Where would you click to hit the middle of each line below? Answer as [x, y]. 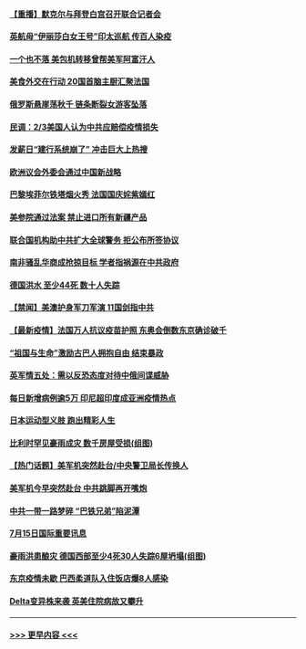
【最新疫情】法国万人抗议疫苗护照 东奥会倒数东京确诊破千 [118, 330]
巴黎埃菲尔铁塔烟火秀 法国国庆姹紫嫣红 [82, 194]
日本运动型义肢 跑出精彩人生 [62, 421]
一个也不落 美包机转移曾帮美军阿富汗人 [82, 58]
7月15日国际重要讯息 [48, 533]
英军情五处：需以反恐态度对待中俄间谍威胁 [89, 375]
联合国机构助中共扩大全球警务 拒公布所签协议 [94, 240]
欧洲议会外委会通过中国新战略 [65, 172]
